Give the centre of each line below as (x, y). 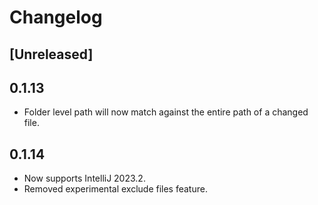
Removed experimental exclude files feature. (115, 189)
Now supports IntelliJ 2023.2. (84, 178)
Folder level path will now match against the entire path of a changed (166, 112)
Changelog (56, 17)
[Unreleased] (51, 54)
